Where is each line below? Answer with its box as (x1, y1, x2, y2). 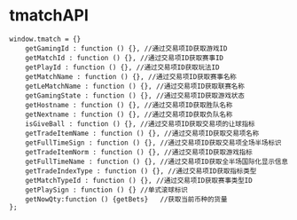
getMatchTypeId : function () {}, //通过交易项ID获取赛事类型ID (25, 176, 253, 185)
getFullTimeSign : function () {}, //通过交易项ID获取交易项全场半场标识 (25, 138, 282, 147)
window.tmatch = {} (9, 35, 82, 43)
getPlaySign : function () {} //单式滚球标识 (25, 185, 188, 194)
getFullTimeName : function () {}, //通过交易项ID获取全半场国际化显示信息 (25, 157, 288, 166)
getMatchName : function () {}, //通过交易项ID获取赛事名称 (25, 72, 237, 81)
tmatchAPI (9, 5, 89, 26)
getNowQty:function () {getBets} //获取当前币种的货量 (25, 194, 228, 204)
